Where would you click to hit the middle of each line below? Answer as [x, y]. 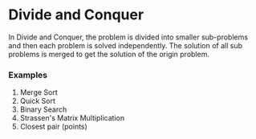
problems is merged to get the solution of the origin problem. [109, 54]
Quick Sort [38, 101]
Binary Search [43, 109]
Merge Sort [39, 92]
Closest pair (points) [54, 127]
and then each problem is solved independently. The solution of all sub [126, 45]
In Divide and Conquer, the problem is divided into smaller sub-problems [128, 37]
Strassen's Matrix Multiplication [72, 118]
